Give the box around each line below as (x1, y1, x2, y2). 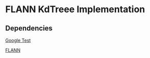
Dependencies (5, 24, 53, 33)
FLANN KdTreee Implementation (5, 4, 145, 15)
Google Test (5, 37, 31, 43)
